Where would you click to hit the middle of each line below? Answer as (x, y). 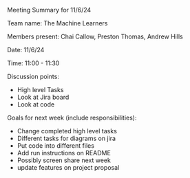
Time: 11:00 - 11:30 (33, 63)
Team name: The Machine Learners (57, 23)
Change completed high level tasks (67, 131)
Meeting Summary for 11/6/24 (49, 10)
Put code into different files (56, 146)
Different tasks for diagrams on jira (66, 138)
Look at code (36, 104)
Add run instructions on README (64, 153)
